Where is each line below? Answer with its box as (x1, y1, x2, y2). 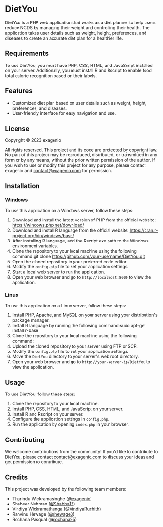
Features (5, 87, 33, 95)
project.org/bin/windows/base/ (12, 233, 74, 239)
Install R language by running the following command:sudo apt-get (12, 323, 146, 329)
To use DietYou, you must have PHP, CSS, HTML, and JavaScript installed (5, 62, 153, 68)
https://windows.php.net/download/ (12, 222, 84, 228)
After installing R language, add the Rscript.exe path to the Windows (12, 238, 149, 244)
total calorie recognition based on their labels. (5, 72, 97, 79)
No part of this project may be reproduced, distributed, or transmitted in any (5, 152, 158, 158)
